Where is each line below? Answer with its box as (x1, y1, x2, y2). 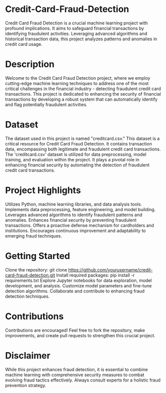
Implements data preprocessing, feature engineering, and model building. (5, 206, 156, 212)
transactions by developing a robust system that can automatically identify (5, 96, 158, 102)
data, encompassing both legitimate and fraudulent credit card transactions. (5, 146, 161, 152)
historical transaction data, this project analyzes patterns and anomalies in (5, 36, 158, 42)
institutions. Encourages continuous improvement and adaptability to (5, 228, 146, 234)
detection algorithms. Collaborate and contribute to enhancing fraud (5, 288, 145, 294)
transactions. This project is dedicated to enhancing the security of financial (5, 91, 162, 97)
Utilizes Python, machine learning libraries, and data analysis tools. (5, 201, 143, 207)
